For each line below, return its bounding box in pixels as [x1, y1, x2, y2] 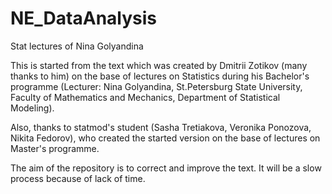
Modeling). [10, 102, 55, 114]
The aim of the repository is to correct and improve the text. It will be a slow [10, 162, 322, 174]
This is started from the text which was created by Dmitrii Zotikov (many [10, 59, 308, 71]
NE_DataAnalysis [10, 7, 158, 30]
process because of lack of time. [10, 172, 146, 184]
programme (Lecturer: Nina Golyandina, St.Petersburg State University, [10, 80, 303, 92]
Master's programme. [10, 142, 100, 154]
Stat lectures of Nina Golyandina [10, 40, 144, 52]
